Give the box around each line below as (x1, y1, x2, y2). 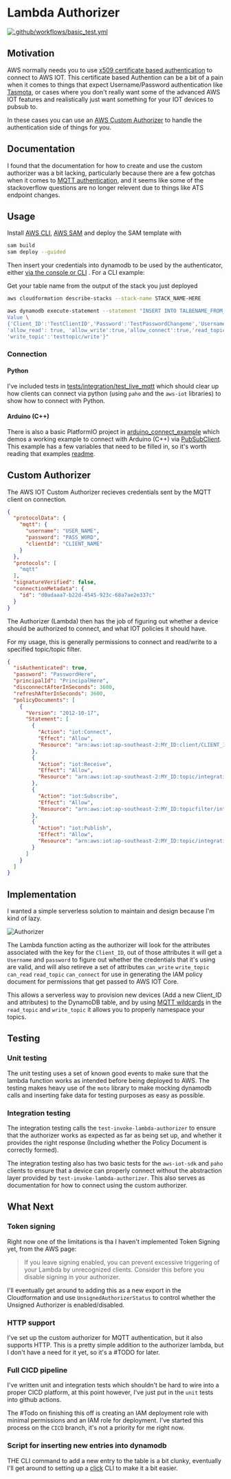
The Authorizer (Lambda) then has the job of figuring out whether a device (7, 617, 219, 625)
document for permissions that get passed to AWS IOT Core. (7, 978, 179, 986)
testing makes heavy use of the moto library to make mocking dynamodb (7, 1084, 212, 1092)
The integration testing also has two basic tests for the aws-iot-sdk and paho (7, 1159, 223, 1168)
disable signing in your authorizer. (23, 1272, 120, 1281)
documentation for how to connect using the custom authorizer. (7, 1181, 188, 1190)
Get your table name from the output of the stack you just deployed (7, 282, 198, 290)
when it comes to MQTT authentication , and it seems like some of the (7, 176, 204, 184)
